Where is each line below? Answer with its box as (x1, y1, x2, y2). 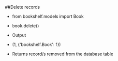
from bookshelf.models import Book (12, 14, 84, 19)
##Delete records (5, 4, 40, 10)
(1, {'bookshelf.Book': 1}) (12, 42, 61, 47)
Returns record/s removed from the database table (12, 51, 114, 57)
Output (12, 32, 26, 38)
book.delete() (12, 23, 39, 29)
